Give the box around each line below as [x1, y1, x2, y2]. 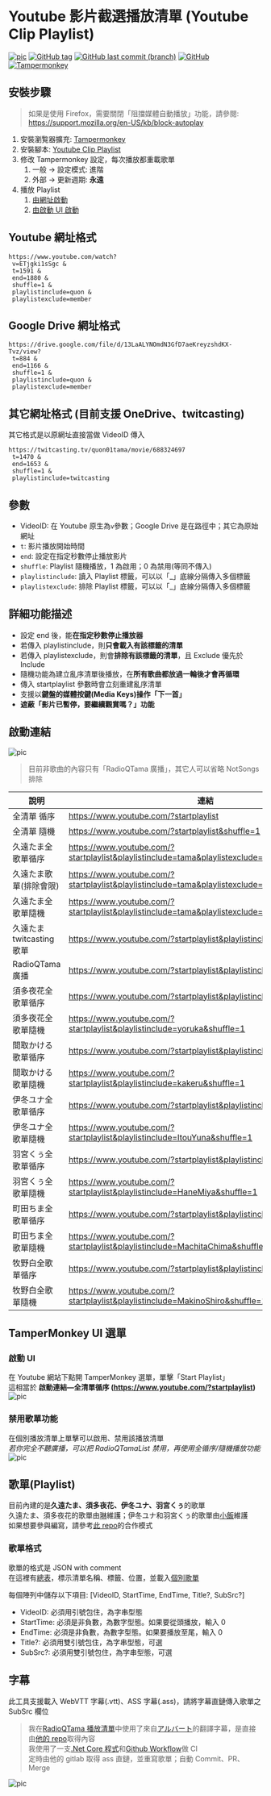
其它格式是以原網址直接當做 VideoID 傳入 [8, 430, 145, 440]
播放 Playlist [19, 185, 60, 194]
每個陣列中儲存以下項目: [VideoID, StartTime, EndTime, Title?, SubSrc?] [8, 1590, 245, 1599]
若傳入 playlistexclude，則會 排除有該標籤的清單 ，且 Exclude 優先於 [19, 650, 244, 660]
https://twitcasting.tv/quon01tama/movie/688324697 [8, 446, 186, 454]
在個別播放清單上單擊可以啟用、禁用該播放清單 [8, 1433, 164, 1443]
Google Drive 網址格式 [8, 319, 121, 332]
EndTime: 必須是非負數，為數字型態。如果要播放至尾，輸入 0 [19, 1627, 223, 1637]
